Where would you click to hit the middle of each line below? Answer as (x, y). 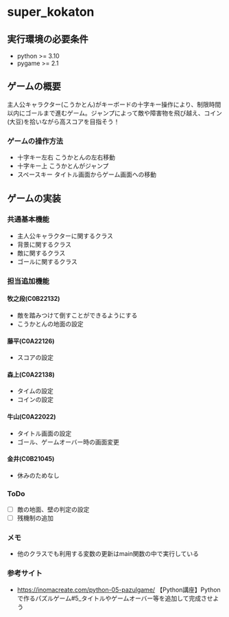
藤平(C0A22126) (31, 341)
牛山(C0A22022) (32, 416)
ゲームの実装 (34, 198)
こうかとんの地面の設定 (50, 324)
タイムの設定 (35, 391)
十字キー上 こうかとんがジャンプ (63, 166)
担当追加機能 (28, 281)
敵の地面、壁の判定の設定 (53, 510)
